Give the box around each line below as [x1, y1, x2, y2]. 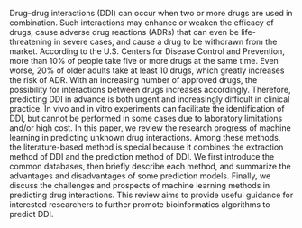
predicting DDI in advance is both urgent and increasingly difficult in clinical [9, 94, 290, 105]
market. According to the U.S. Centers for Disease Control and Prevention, [9, 46, 286, 57]
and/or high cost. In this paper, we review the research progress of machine [9, 123, 291, 133]
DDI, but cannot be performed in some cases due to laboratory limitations [9, 113, 283, 123]
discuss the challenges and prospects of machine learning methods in [9, 180, 270, 190]
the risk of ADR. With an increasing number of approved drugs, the [9, 75, 258, 85]
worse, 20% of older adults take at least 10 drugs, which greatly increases [9, 65, 285, 76]
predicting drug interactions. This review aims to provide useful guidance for [9, 189, 294, 200]
